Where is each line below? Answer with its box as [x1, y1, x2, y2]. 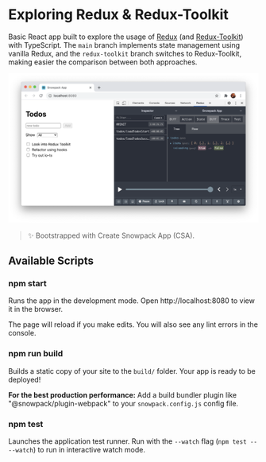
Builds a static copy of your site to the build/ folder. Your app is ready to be [8, 366, 256, 375]
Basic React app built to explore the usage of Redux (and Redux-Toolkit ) [8, 32, 244, 41]
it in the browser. [8, 305, 64, 314]
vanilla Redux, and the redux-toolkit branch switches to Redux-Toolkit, [8, 49, 242, 58]
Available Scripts [8, 254, 94, 268]
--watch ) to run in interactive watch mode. [8, 445, 145, 454]
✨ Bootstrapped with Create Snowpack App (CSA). [27, 231, 195, 240]
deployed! [8, 375, 41, 384]
